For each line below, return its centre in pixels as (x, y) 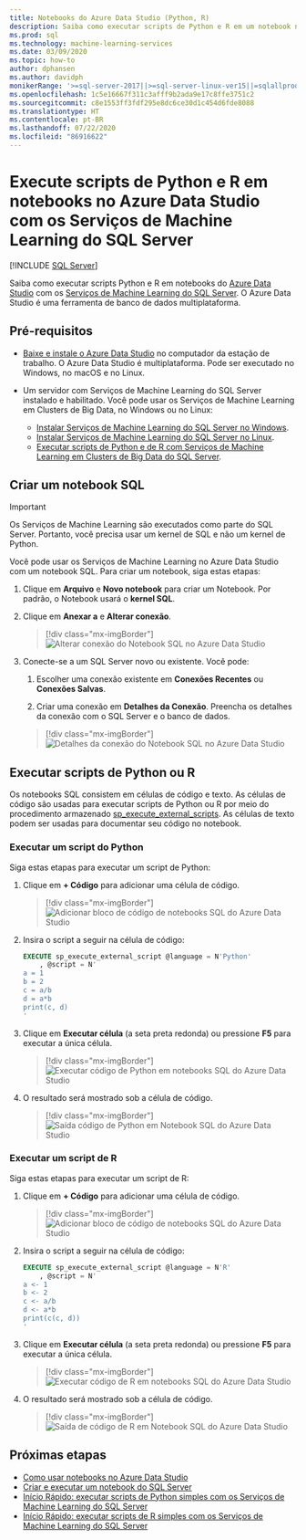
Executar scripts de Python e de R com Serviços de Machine (150, 446)
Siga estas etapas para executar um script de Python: (110, 867)
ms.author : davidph (46, 78)
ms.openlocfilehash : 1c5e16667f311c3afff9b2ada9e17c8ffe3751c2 (132, 94)
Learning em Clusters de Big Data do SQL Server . (128, 456)
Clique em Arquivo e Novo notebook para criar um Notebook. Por (147, 589)
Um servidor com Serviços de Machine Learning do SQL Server (142, 390)
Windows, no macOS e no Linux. (84, 372)
